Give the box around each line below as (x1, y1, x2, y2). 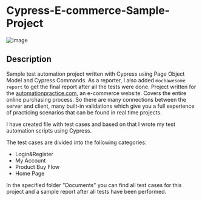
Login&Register (15, 150, 53, 157)
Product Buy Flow (15, 163, 60, 170)
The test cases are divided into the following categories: (6, 139, 147, 146)
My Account (15, 157, 46, 164)
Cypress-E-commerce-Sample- (6, 4, 170, 18)
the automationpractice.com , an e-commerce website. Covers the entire (6, 89, 187, 97)
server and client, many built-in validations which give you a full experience (6, 102, 195, 110)
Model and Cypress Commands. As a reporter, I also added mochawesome (6, 76, 186, 84)
